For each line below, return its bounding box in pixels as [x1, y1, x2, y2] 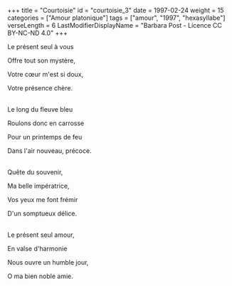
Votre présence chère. [7, 84, 73, 92]
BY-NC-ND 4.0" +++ [7, 28, 68, 37]
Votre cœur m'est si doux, [7, 70, 84, 78]
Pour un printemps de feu [7, 133, 83, 141]
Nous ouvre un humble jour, [7, 258, 89, 266]
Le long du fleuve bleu [7, 105, 73, 113]
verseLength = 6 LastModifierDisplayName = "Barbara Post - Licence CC [7, 21, 223, 29]
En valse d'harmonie [7, 245, 68, 253]
